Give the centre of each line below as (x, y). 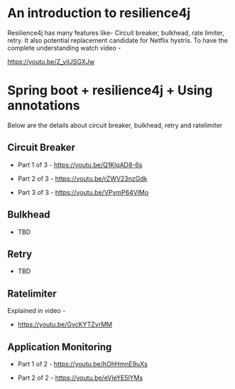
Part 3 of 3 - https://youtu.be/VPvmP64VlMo (83, 192)
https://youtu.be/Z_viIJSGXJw (51, 61)
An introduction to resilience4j (99, 13)
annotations (44, 106)
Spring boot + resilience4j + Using (110, 91)
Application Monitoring (60, 347)
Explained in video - (37, 311)
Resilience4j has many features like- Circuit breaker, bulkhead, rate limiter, (116, 33)
